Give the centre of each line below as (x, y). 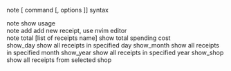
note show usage (31, 23)
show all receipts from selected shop (59, 60)
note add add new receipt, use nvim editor (67, 31)
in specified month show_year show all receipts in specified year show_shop (115, 52)
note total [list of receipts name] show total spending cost (89, 38)
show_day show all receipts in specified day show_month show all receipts (113, 45)
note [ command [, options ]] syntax (57, 10)
